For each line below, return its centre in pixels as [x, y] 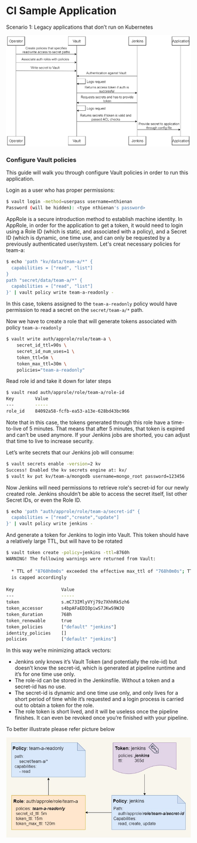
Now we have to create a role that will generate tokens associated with [91, 321]
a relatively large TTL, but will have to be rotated [64, 541]
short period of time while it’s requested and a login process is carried [99, 699]
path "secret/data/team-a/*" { [44, 280]
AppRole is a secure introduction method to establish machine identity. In [94, 219]
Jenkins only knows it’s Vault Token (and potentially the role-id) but [96, 662]
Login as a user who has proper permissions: [61, 190]
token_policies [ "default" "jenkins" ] [61, 627]
